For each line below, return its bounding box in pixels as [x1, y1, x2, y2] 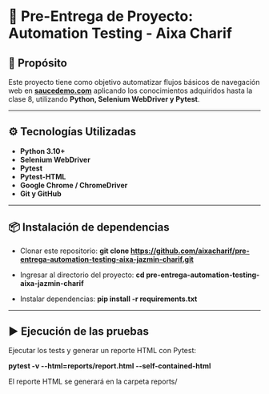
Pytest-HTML [19, 171, 66, 181]
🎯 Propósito [8, 56, 68, 70]
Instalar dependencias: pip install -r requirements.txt [19, 294, 198, 304]
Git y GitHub [19, 188, 62, 199]
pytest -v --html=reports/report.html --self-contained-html [8, 361, 211, 371]
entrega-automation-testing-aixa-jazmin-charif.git [19, 254, 194, 263]
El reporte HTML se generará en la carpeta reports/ [8, 376, 178, 387]
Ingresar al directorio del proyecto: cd [19, 270, 145, 279]
